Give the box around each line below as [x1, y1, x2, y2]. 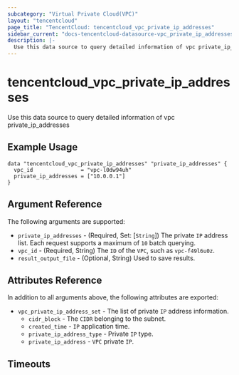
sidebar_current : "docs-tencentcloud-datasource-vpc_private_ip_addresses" [7, 30, 237, 38]
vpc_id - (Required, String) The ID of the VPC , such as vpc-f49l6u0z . [17, 246, 216, 255]
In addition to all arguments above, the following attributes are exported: [7, 293, 219, 302]
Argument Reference [7, 198, 102, 210]
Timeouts [7, 358, 51, 370]
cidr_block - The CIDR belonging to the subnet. [28, 314, 166, 323]
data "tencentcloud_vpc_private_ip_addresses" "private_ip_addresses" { [7, 160, 228, 168]
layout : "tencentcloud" [7, 17, 78, 24]
